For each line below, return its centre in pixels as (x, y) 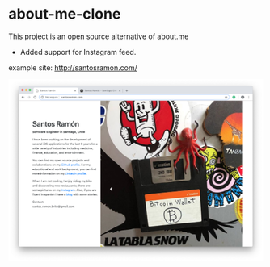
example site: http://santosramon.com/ (73, 67)
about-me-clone (65, 14)
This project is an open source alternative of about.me (99, 36)
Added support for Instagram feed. (78, 52)
